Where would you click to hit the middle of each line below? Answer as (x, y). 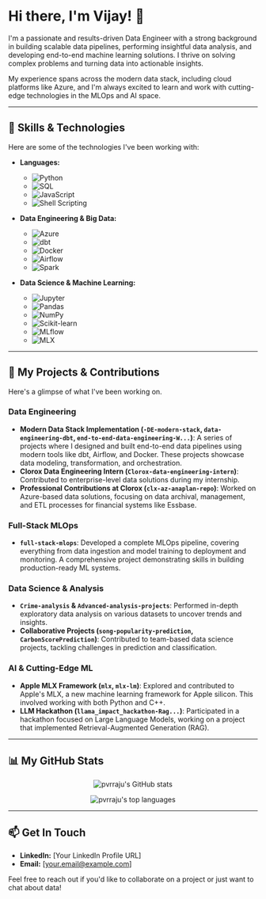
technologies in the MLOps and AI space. (93, 95)
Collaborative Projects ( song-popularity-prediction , (106, 631)
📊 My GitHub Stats (56, 761)
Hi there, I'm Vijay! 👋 (76, 16)
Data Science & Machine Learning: (78, 282)
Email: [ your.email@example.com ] (76, 864)
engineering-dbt (46, 438)
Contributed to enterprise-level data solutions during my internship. (129, 479)
